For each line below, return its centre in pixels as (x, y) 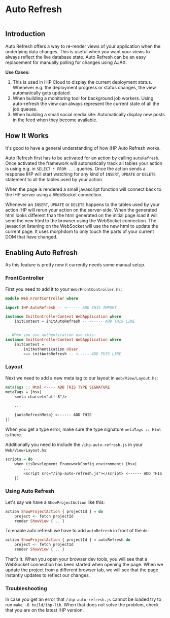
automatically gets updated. (42, 93)
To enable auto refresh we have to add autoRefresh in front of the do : (77, 531)
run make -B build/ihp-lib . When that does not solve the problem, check (82, 605)
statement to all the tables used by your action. (54, 179)
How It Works (27, 136)
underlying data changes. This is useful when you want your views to (78, 51)
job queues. (25, 109)
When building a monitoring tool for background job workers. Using (83, 98)
